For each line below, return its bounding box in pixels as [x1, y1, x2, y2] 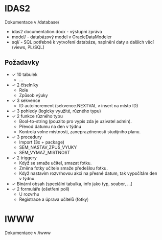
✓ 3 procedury [11, 134, 42, 140]
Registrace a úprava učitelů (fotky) [19, 196, 89, 202]
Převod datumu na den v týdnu [19, 123, 82, 129]
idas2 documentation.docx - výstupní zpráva [11, 28, 102, 34]
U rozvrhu [19, 191, 40, 197]
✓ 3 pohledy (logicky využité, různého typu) [11, 108, 101, 114]
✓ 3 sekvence [11, 97, 41, 103]
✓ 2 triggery [11, 155, 37, 161]
